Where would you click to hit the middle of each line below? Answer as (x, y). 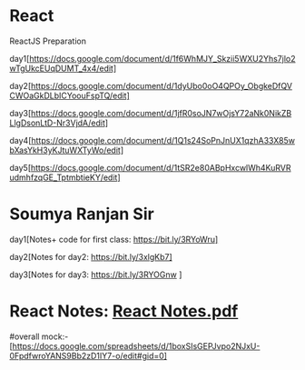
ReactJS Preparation (48, 41)
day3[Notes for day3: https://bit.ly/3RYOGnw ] (96, 275)
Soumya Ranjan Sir (82, 214)
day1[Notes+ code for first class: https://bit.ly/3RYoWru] (114, 239)
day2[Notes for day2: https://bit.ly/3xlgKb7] (91, 256)
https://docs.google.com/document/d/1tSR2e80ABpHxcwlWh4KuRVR (161, 167)
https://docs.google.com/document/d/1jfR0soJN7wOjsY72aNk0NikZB (161, 113)
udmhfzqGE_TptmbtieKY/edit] (65, 177)
